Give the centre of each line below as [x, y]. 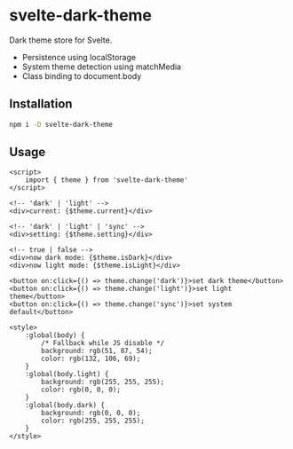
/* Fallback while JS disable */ [103, 343]
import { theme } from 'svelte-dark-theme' [107, 180]
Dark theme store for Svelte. [61, 40]
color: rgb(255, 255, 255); [93, 421]
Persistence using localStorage [79, 57]
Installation [41, 104]
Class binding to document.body [82, 75]
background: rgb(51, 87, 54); [97, 351]
